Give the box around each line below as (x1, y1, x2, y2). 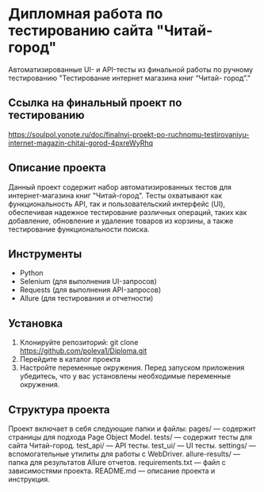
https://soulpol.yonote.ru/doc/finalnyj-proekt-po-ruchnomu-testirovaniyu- (8, 129, 250, 139)
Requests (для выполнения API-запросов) (19, 285, 162, 294)
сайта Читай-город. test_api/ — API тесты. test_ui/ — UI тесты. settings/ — (8, 441, 256, 450)
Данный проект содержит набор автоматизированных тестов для (8, 182, 232, 191)
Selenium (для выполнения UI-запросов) (19, 277, 157, 286)
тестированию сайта (8, 21, 154, 40)
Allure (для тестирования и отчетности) (19, 294, 154, 303)
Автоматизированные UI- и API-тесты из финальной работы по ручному (8, 64, 254, 74)
